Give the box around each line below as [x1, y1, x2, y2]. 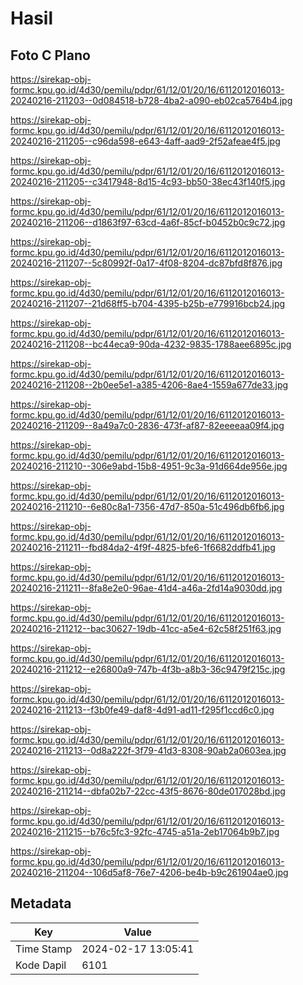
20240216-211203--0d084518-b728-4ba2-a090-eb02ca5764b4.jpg [10, 95, 293, 106]
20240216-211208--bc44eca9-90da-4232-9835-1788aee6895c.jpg [10, 338, 292, 350]
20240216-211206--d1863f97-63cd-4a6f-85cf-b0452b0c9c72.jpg [10, 217, 286, 228]
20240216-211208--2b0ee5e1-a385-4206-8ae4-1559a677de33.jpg [10, 379, 289, 391]
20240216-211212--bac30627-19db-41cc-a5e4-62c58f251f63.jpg [10, 623, 282, 634]
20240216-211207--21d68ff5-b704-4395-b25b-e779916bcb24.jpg [10, 298, 286, 309]
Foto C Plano [10, 47, 91, 64]
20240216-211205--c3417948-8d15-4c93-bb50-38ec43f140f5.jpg [10, 176, 286, 187]
